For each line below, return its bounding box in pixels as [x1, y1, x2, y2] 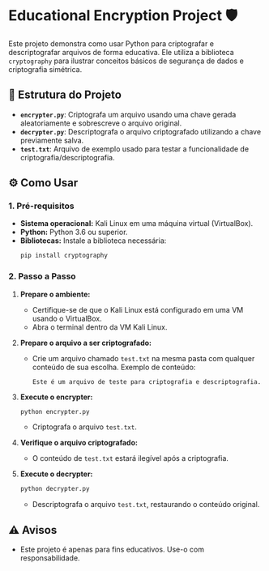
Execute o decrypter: [19, 469, 93, 479]
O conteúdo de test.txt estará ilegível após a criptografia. [32, 454, 229, 463]
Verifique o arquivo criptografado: [19, 438, 138, 448]
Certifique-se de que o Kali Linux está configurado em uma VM [32, 305, 244, 314]
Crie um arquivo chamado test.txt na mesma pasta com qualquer [32, 353, 255, 363]
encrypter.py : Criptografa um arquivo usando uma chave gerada [19, 109, 237, 119]
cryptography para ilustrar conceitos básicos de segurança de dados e [8, 56, 245, 66]
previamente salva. [19, 135, 84, 145]
